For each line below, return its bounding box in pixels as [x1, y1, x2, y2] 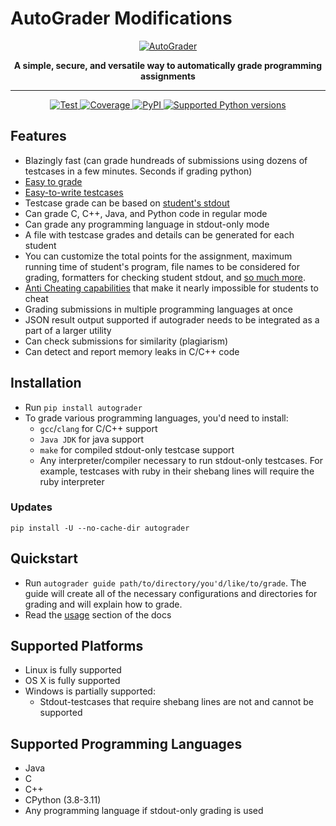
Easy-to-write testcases [24, 186, 124, 198]
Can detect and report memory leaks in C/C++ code [24, 345, 240, 357]
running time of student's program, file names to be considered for [24, 260, 300, 272]
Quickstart [10, 550, 79, 567]
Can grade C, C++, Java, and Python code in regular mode [24, 207, 268, 219]
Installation [10, 375, 82, 392]
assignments [140, 70, 196, 82]
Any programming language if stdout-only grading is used [24, 805, 264, 817]
